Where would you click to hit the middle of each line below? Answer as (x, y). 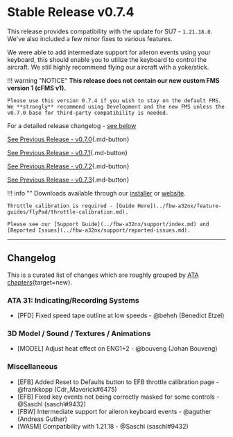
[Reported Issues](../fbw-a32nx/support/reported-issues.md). (99, 230)
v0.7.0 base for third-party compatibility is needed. (88, 113)
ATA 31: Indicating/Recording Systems (74, 300)
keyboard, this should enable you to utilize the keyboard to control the (107, 59)
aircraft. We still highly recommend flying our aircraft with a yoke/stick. (108, 67)
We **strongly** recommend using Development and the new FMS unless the (116, 106)
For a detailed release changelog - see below (72, 125)
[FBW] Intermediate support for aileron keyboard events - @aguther (114, 411)
